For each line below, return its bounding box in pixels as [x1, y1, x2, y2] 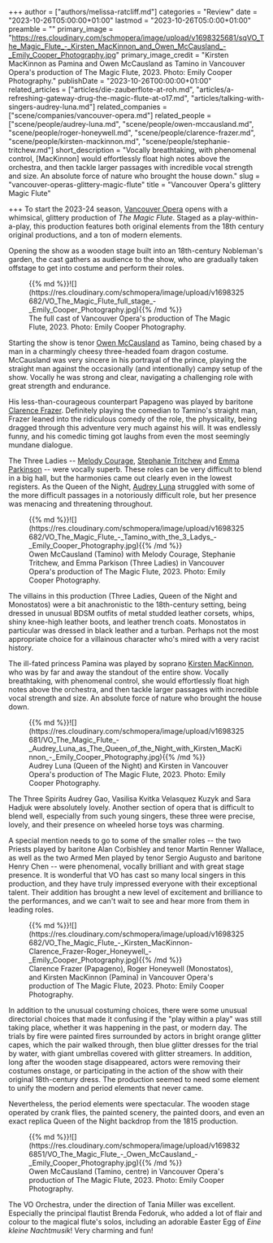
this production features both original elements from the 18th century [33, 221, 264, 231]
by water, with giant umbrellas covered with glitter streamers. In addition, [8, 1049, 253, 1058]
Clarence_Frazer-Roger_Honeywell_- [28, 947, 152, 956]
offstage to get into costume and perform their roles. [8, 264, 184, 273]
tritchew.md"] [8, 146, 54, 155]
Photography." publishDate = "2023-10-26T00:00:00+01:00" [8, 76, 212, 85]
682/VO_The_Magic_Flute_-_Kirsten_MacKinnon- [28, 938, 193, 947]
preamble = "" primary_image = [8, 24, 114, 33]
